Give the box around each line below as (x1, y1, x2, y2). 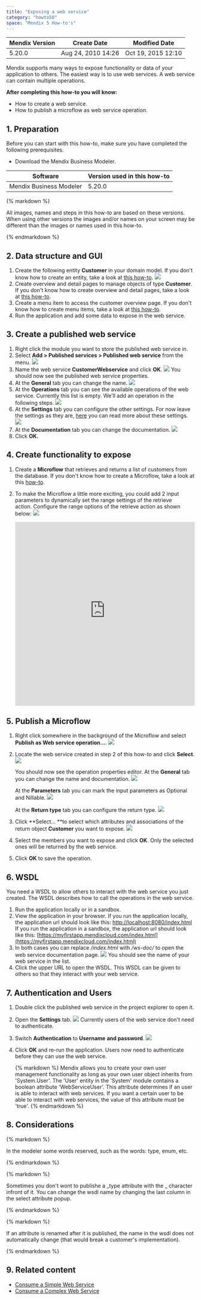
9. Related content (6, 1265, 76, 1275)
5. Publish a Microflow (6, 716, 91, 726)
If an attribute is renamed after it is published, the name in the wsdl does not (6, 1229, 194, 1237)
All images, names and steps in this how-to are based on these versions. (6, 209, 185, 216)
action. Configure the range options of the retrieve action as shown (14, 502, 181, 510)
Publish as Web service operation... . (14, 739, 108, 746)
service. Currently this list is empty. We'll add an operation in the (14, 392, 175, 399)
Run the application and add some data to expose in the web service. (14, 312, 185, 319)
